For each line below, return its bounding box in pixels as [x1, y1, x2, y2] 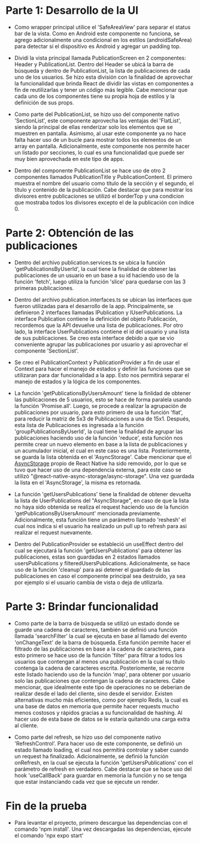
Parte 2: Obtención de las [5, 226, 134, 240]
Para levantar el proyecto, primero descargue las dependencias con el [14, 819, 188, 826]
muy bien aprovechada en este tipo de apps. [14, 155, 125, 162]
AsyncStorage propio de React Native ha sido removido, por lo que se [14, 460, 187, 467]
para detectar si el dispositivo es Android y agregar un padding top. [14, 43, 181, 50]
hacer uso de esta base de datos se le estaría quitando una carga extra [14, 715, 190, 723]
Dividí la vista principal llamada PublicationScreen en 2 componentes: [14, 54, 186, 61]
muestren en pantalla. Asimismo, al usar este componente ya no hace [14, 130, 186, 137]
